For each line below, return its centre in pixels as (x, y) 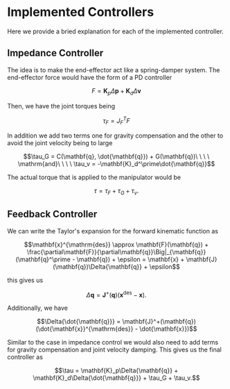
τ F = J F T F (116, 121)
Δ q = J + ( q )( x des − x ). (116, 294)
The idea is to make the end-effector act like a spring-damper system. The (114, 69)
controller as (25, 357)
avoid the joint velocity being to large (60, 143)
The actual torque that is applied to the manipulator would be (94, 177)
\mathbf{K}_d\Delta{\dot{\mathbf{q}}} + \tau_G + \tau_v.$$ (116, 378)
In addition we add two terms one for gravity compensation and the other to (115, 135)
